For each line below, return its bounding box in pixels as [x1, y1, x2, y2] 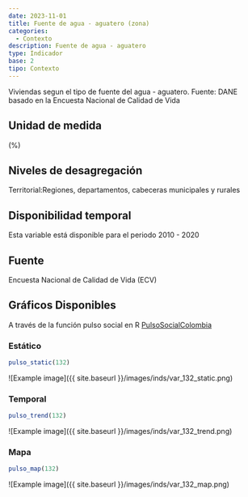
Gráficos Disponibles [8, 299, 117, 312]
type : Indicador [8, 49, 63, 57]
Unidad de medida [8, 119, 103, 133]
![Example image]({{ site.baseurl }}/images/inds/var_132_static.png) [8, 373, 233, 383]
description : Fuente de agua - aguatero [8, 42, 147, 50]
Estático [8, 340, 42, 351]
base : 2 [8, 57, 35, 66]
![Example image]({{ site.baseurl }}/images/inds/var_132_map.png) [8, 479, 230, 490]
